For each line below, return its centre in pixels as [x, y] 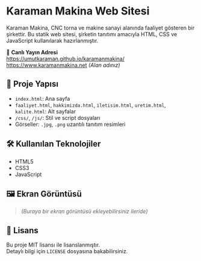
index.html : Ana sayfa [42, 98]
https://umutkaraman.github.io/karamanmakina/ [66, 58]
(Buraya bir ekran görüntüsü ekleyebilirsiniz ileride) [85, 212]
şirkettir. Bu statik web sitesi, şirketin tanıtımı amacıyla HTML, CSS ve [92, 34]
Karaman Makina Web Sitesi [78, 11]
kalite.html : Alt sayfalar [45, 111]
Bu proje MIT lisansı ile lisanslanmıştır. [53, 245]
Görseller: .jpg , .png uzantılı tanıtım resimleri [70, 124]
